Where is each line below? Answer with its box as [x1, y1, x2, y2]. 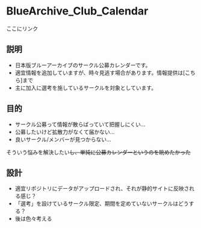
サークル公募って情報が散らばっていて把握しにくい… [14, 121, 146, 128]
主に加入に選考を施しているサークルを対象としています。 [14, 84, 157, 91]
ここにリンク [6, 25, 38, 32]
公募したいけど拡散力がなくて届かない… [14, 128, 115, 135]
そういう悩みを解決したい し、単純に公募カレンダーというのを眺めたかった [6, 148, 191, 156]
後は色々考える [14, 215, 52, 223]
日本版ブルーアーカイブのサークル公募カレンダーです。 [14, 62, 151, 69]
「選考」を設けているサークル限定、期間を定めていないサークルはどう [14, 200, 189, 207]
